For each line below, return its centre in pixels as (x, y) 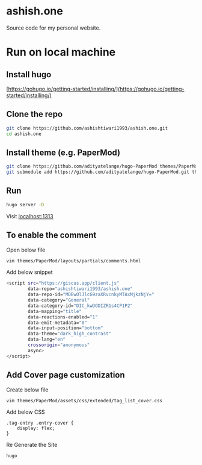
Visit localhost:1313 (30, 216)
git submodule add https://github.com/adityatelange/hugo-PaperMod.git (98, 172)
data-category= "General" (59, 300)
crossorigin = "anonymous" (59, 345)
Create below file (27, 390)
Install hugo (29, 74)
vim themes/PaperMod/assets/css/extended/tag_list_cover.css (84, 400)
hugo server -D (25, 204)
